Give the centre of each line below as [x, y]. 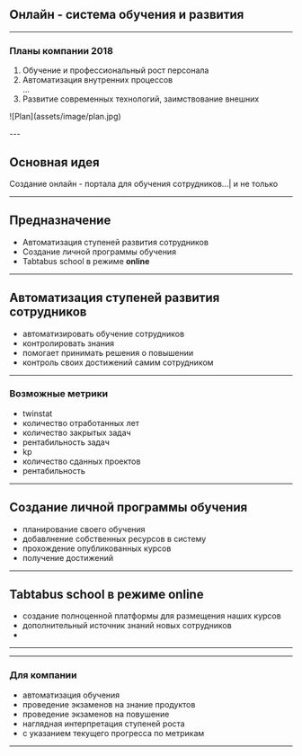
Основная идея [55, 162]
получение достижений [68, 557]
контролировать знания [68, 343]
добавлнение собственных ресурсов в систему [114, 538]
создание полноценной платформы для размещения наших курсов [151, 616]
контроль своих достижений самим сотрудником [118, 362]
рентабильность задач [66, 442]
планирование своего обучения [84, 529]
